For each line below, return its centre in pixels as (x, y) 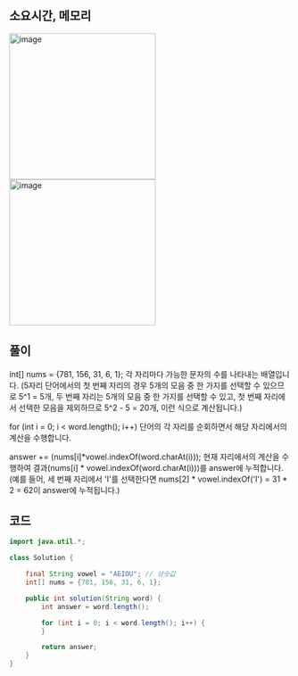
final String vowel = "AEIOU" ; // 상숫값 (100, 574)
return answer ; (70, 647)
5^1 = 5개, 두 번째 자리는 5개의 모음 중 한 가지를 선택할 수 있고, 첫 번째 (140, 396)
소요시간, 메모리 (50, 16)
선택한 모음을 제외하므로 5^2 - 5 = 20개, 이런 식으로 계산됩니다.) (130, 408)
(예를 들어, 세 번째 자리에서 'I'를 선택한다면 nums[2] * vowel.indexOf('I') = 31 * (149, 479)
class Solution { (41, 558)
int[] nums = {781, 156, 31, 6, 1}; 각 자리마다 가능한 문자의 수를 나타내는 (134, 374)
